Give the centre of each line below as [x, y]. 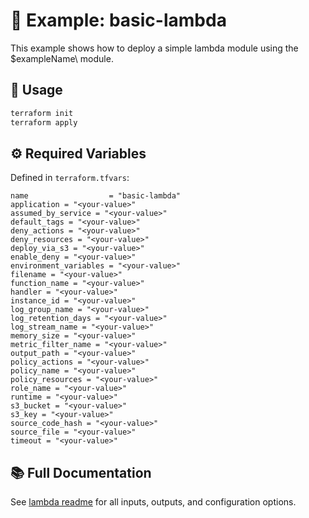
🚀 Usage [36, 90]
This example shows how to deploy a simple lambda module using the [154, 48]
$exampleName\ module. [62, 58]
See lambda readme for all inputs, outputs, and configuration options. [153, 502]
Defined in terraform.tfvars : [70, 178]
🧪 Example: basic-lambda [118, 20]
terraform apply [44, 122]
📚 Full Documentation [81, 472]
